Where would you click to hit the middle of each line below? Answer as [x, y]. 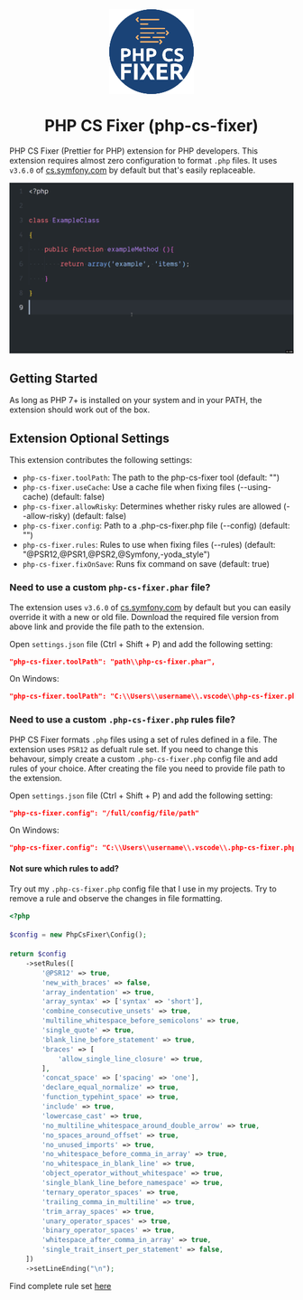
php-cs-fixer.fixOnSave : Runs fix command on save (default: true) [146, 564]
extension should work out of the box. [80, 410]
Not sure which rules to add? [64, 868]
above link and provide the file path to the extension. [107, 626]
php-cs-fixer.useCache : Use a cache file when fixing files [129, 487]
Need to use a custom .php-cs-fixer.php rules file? [123, 720]
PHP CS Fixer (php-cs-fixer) [151, 126]
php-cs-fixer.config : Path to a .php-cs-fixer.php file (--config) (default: [156, 526]
